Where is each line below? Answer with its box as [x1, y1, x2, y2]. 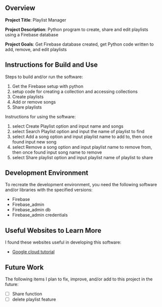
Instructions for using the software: [5, 113, 76, 119]
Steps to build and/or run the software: [5, 74, 83, 80]
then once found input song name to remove [12, 149, 102, 155]
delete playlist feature [12, 297, 56, 303]
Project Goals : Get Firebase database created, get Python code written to [5, 41, 154, 47]
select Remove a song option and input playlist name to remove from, [12, 144, 152, 150]
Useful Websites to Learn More [5, 226, 102, 235]
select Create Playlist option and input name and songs [12, 123, 124, 129]
